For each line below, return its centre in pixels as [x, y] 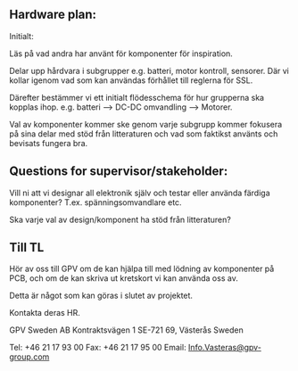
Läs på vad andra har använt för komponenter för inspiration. [121, 54]
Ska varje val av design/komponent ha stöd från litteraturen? [120, 219]
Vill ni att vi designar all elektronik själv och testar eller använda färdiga [140, 193]
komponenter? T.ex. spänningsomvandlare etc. [95, 202]
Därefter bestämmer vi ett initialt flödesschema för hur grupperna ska [137, 97]
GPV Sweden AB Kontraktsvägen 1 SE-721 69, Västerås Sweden [126, 330]
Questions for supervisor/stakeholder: [119, 172]
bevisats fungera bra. [49, 143]
